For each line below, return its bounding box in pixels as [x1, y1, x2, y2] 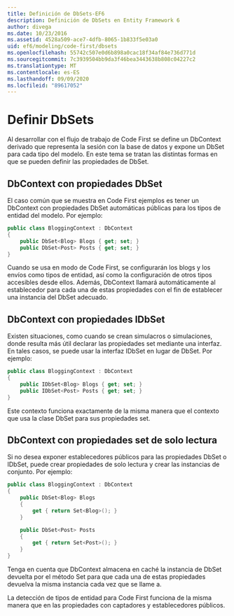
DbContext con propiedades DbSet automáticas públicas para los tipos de [7, 204, 221, 212]
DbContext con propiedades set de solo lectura [7, 434, 218, 446]
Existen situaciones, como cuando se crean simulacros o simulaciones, [7, 332, 212, 340]
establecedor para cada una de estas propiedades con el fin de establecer [7, 286, 223, 294]
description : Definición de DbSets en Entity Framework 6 [7, 17, 180, 24]
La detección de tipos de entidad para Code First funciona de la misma [7, 594, 212, 602]
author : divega [7, 23, 52, 30]
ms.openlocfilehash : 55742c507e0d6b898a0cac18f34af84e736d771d [7, 50, 196, 57]
